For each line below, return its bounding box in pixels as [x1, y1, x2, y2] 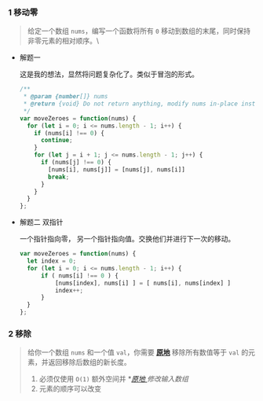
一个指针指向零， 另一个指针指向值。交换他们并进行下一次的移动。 [19, 234, 236, 244]
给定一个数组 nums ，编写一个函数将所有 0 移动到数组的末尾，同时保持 [27, 26, 251, 36]
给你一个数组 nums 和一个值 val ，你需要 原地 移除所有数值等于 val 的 [27, 348, 249, 357]
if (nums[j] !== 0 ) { [40, 159, 111, 167]
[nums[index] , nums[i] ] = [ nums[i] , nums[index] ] [54, 279, 232, 287]
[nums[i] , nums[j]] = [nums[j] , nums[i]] [48, 165, 186, 174]
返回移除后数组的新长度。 [48, 358, 131, 367]
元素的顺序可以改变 [38, 384, 102, 394]
